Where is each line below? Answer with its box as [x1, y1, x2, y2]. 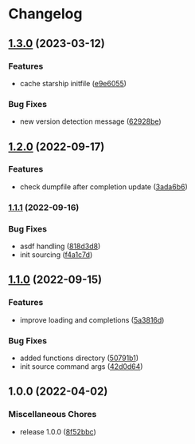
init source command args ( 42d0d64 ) [19, 362, 143, 371]
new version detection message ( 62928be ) [19, 117, 162, 126]
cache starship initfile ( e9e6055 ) [19, 78, 127, 88]
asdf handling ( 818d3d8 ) [19, 241, 101, 252]
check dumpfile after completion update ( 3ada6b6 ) [19, 181, 189, 192]
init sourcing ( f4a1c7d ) [19, 250, 93, 260]
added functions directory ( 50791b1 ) [19, 353, 139, 363]
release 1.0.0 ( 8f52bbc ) [19, 426, 97, 436]
